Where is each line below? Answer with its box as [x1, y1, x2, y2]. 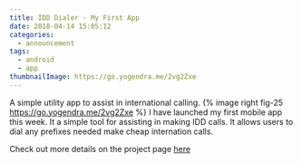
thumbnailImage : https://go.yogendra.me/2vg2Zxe [9, 72, 197, 81]
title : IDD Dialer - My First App [9, 13, 141, 23]
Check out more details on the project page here [9, 143, 191, 154]
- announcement [17, 38, 75, 48]
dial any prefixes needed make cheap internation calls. [9, 126, 214, 137]
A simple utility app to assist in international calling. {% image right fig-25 [9, 97, 284, 108]
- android [17, 55, 54, 64]
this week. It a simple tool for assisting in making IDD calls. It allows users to [9, 116, 294, 127]
